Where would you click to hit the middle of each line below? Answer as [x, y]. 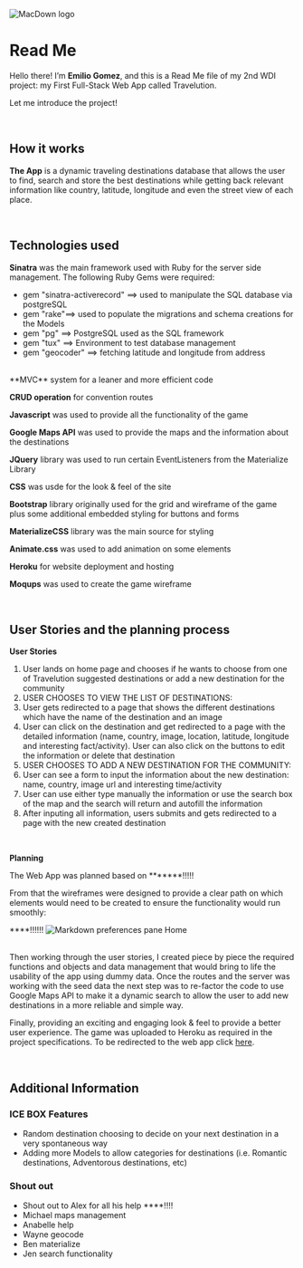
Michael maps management [74, 1215]
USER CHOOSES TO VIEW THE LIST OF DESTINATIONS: [128, 698]
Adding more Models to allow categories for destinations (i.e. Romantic [155, 1153]
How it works [47, 149]
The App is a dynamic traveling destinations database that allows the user [147, 170]
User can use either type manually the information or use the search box [157, 794]
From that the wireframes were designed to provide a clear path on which [146, 893]
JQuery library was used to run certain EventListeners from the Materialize [149, 459]
